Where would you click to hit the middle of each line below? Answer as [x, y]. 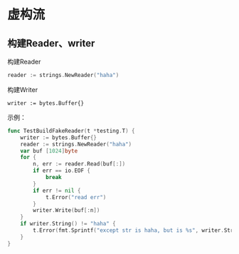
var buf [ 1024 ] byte [49, 151]
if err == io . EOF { [62, 171]
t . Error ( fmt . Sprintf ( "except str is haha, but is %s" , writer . [128, 230]
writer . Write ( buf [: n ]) [67, 210]
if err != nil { [57, 190]
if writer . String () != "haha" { [68, 224]
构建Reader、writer [51, 43]
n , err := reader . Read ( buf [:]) [79, 164]
